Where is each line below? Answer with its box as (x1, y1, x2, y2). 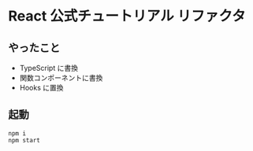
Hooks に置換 (19, 83, 65, 92)
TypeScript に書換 (19, 64, 79, 72)
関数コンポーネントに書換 (19, 73, 103, 83)
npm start (8, 136, 41, 144)
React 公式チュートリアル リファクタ (8, 7, 246, 25)
